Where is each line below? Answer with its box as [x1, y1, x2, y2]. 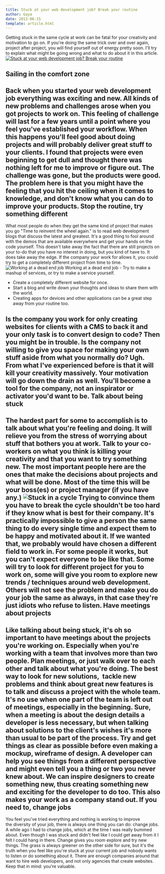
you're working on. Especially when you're [5, 641, 139, 650]
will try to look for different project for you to [5, 563, 144, 571]
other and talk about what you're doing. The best [5, 664, 158, 673]
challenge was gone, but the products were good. [5, 171, 161, 180]
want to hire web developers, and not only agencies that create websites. [5, 858, 154, 864]
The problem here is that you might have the [5, 179, 144, 187]
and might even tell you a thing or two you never [5, 765, 156, 773]
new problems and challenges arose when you [5, 102, 151, 110]
